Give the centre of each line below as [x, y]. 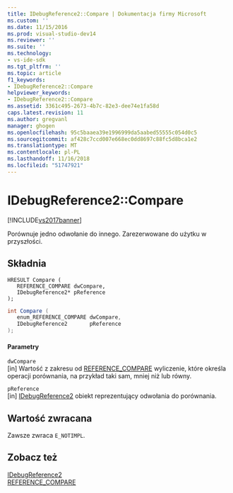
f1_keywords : [26, 80]
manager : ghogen [31, 126]
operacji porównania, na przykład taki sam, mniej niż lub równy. [100, 376]
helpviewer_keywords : [39, 93]
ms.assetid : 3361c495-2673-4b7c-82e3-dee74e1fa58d [83, 106]
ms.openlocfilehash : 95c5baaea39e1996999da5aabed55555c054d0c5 [102, 132]
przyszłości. [25, 241]
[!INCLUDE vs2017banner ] [45, 220]
